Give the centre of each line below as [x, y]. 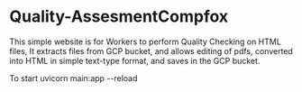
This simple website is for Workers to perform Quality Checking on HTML [145, 41]
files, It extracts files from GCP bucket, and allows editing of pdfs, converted [151, 51]
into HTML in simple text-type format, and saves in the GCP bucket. [135, 60]
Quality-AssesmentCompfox [119, 17]
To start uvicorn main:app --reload [73, 78]
